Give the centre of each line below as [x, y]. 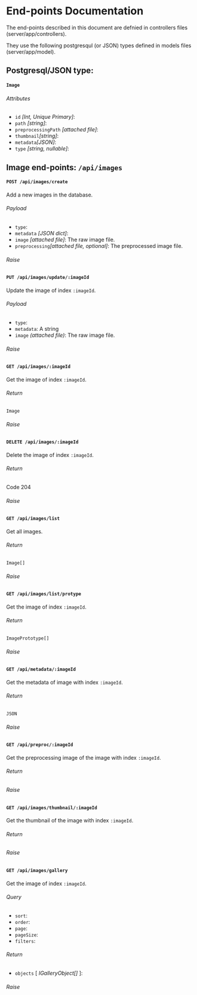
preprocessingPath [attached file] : [56, 130]
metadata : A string [37, 328]
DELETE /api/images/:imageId [42, 442]
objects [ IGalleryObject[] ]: [49, 973]
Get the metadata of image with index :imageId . [65, 682]
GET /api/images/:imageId [38, 367]
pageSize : [27, 934]
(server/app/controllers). [36, 33]
